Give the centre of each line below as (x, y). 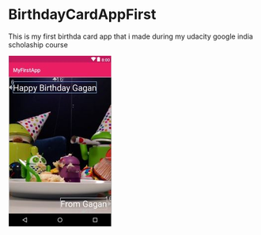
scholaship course (38, 44)
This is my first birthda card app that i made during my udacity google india (130, 36)
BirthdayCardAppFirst (82, 15)
